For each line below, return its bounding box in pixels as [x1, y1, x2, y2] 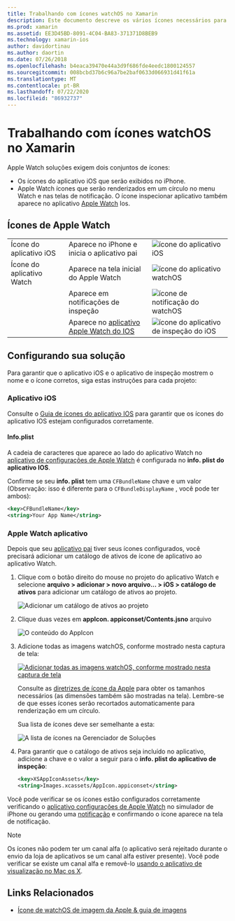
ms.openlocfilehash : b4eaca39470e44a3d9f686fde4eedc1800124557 [7, 62, 196, 69]
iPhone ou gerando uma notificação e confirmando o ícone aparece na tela [7, 810, 224, 818]
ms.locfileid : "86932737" [7, 95, 83, 102]
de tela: [17, 650, 40, 658]
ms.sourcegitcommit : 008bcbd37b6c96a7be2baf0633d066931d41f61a [7, 69, 196, 76]
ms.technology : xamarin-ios [7, 36, 90, 43]
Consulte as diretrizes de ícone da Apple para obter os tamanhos [17, 684, 205, 693]
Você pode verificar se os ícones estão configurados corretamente [7, 795, 201, 803]
